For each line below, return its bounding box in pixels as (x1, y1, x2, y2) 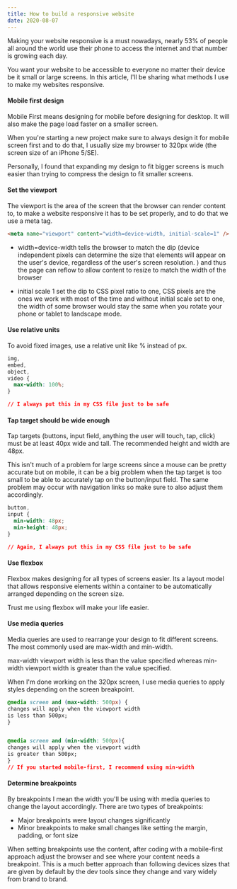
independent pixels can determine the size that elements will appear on (17, 251, 226, 259)
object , (7, 368, 30, 375)
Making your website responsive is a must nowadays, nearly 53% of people (7, 36, 229, 45)
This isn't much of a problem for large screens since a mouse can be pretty (7, 461, 227, 469)
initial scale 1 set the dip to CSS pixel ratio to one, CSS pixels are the (17, 287, 216, 295)
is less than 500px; (7, 712, 69, 719)
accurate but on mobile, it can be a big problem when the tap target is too (7, 468, 222, 476)
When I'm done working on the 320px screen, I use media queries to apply (7, 677, 225, 686)
